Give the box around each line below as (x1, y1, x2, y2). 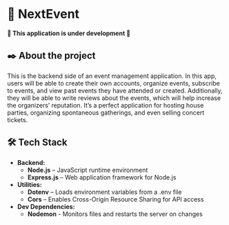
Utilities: (17, 180, 43, 188)
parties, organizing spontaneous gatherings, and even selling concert (7, 108, 205, 117)
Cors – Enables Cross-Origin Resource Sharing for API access (27, 195, 204, 203)
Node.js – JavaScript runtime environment (27, 166, 148, 174)
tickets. (7, 115, 28, 124)
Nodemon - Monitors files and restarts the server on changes (27, 210, 203, 218)
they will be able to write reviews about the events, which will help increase (7, 93, 221, 102)
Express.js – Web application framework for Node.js (27, 173, 177, 182)
